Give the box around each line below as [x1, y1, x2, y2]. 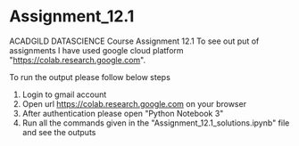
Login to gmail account [21, 89, 107, 100]
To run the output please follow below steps [9, 71, 171, 82]
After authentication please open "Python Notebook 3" [21, 108, 224, 118]
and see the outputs [21, 126, 96, 137]
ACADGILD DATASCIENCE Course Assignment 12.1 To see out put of [9, 36, 260, 46]
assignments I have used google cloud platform [9, 45, 185, 55]
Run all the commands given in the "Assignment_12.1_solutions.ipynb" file [21, 118, 290, 128]
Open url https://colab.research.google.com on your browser [21, 98, 247, 109]
